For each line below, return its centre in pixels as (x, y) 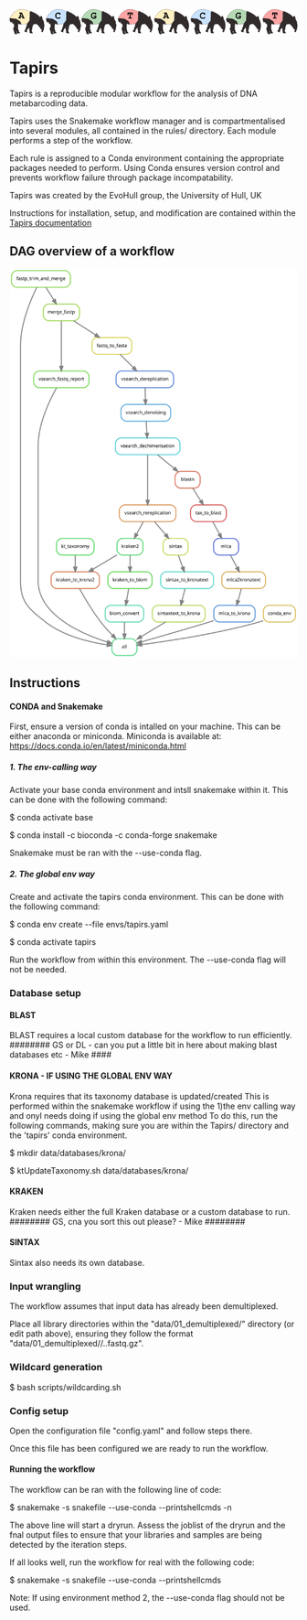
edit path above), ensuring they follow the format (101, 1334)
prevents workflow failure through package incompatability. (122, 177)
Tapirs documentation (51, 222)
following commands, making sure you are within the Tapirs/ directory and (149, 1125)
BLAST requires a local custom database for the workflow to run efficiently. (151, 1035)
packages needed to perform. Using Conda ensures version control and (145, 167)
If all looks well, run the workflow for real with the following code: (132, 1562)
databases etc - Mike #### (61, 1055)
